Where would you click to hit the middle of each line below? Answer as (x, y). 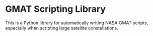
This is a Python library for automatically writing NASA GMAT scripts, (77, 23)
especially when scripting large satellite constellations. (62, 28)
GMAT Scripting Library (56, 9)
